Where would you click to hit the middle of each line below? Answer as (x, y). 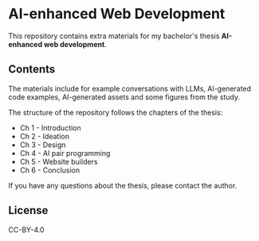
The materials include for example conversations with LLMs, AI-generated (130, 88)
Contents (32, 70)
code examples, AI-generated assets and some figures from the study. (124, 97)
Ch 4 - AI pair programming (65, 153)
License (28, 210)
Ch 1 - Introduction (50, 127)
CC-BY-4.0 (26, 229)
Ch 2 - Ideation (45, 136)
